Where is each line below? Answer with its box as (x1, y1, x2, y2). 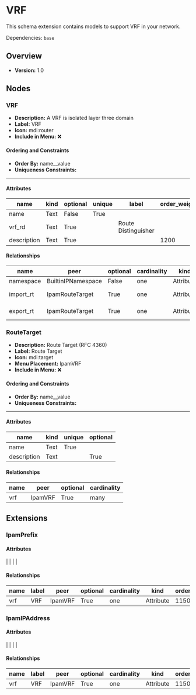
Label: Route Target (14, 347, 62, 355)
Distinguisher (118, 226, 155, 235)
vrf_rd (9, 223, 26, 231)
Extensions (6, 513, 48, 524)
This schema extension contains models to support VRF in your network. (6, 23, 181, 30)
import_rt (9, 290, 34, 298)
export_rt (9, 307, 34, 315)
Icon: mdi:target (14, 354, 54, 361)
